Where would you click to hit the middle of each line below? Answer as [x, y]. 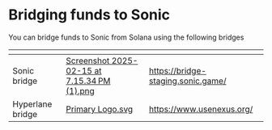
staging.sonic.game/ [187, 81]
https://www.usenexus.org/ [201, 109]
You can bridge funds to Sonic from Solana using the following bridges [126, 37]
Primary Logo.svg [100, 109]
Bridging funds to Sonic [89, 15]
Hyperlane [32, 104]
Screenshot [88, 61]
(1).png [80, 90]
